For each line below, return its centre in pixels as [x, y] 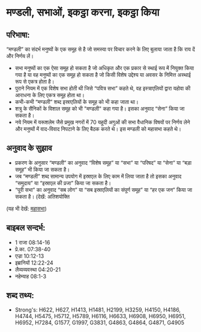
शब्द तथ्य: [20, 296]
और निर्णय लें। [20, 56]
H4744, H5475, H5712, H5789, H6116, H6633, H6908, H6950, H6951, [100, 316]
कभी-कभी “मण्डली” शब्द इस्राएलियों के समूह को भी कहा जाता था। [77, 102]
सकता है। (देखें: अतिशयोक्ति [42, 196]
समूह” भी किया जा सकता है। [42, 169]
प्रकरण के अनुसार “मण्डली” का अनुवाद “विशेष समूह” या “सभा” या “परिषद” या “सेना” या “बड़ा [103, 162]
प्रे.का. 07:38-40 [33, 249]
